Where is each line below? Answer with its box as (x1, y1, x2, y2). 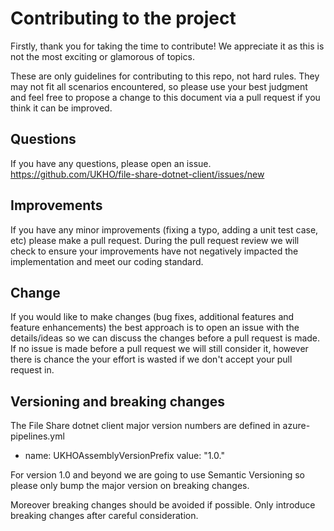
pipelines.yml (10, 430, 65, 442)
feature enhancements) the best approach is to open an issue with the (10, 322, 300, 334)
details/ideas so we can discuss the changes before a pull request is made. (10, 332, 321, 344)
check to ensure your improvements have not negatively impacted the (10, 245, 299, 257)
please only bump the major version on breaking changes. (10, 480, 250, 492)
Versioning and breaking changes (10, 393, 225, 410)
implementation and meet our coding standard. (10, 255, 204, 267)
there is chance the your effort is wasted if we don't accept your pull (10, 353, 293, 366)
